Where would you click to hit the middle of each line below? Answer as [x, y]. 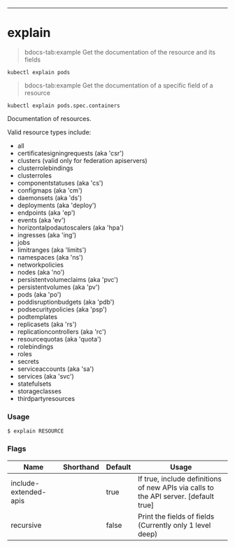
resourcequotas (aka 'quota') [59, 339]
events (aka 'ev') [41, 220]
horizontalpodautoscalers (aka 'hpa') [71, 227]
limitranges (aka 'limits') [52, 250]
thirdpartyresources [46, 398]
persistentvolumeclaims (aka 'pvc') [68, 279]
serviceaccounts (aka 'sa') [56, 369]
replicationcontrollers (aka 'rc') [62, 331]
